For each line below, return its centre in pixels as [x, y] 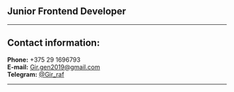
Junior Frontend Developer [67, 11]
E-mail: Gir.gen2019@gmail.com [54, 67]
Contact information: [54, 43]
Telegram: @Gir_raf [36, 74]
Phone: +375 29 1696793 [44, 59]
